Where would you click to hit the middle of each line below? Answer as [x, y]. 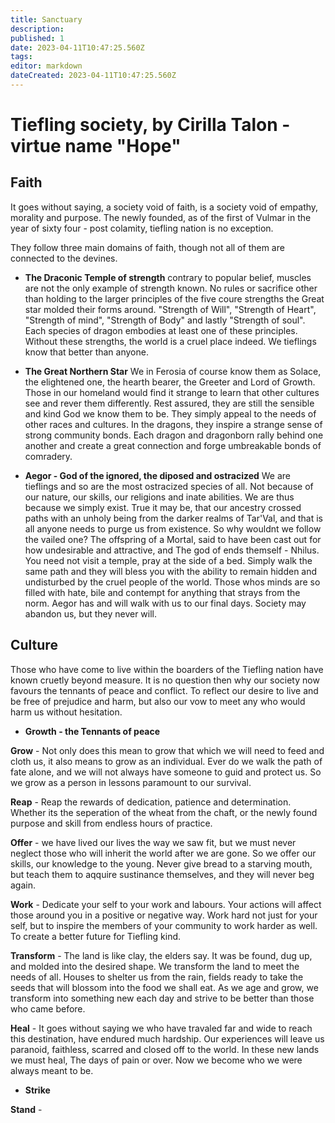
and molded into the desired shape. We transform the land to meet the [155, 966]
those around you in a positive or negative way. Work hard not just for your [164, 915]
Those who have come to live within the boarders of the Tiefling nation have [167, 669]
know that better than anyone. [86, 352]
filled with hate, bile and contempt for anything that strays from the [162, 592]
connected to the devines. [64, 258]
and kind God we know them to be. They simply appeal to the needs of [170, 413]
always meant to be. [52, 1070]
